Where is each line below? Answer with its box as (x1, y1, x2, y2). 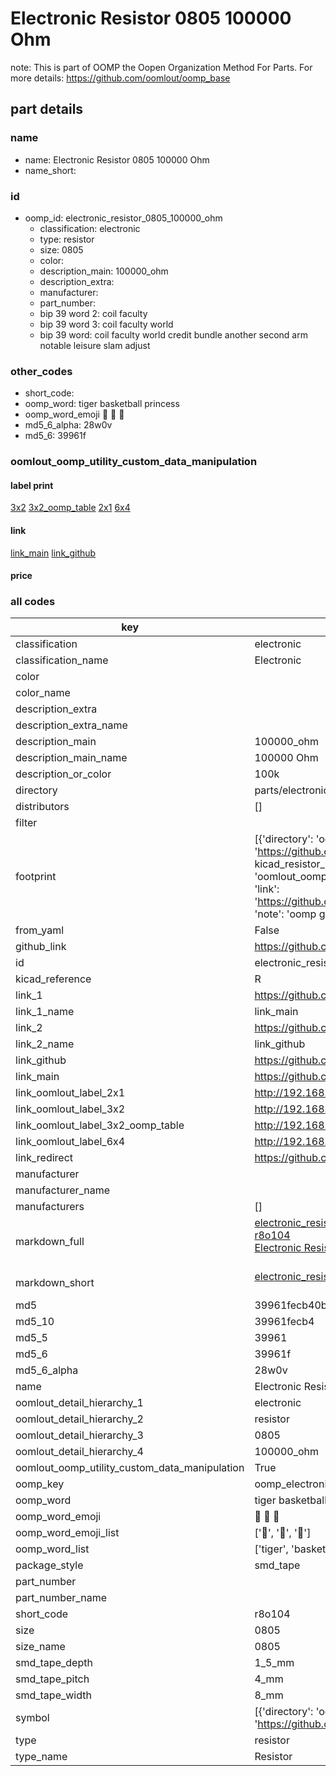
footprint (15, 870, 57, 884)
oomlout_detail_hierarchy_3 (15, 1428, 144, 1442)
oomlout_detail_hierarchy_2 (15, 1412, 144, 1426)
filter (15, 816, 38, 830)
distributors (15, 800, 70, 814)
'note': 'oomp (254, 907, 317, 921)
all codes (10, 595, 56, 609)
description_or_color (15, 767, 112, 781)
